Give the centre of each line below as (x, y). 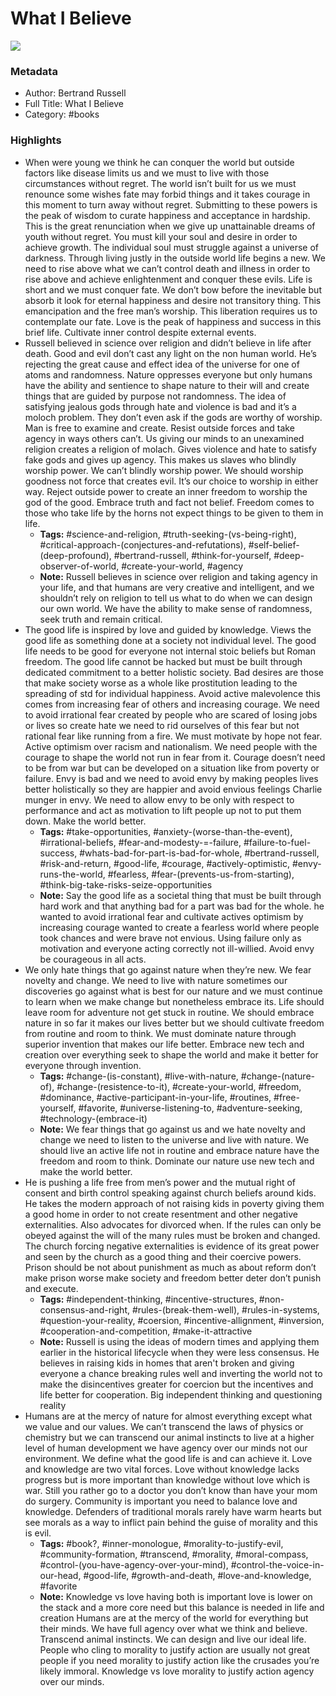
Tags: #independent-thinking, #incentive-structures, (148, 1299)
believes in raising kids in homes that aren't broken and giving (167, 1363)
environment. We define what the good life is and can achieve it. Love (168, 1458)
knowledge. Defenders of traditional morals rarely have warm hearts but (173, 1511)
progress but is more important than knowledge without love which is (167, 1479)
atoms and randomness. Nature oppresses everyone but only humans (168, 374)
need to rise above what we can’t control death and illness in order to (167, 268)
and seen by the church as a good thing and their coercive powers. (163, 1256)
